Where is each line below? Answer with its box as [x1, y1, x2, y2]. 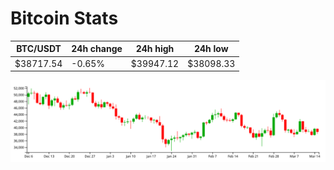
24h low [193, 43, 229, 55]
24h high [135, 43, 175, 55]
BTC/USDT [16, 43, 62, 55]
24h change [71, 43, 123, 55]
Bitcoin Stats [10, 7, 119, 30]
